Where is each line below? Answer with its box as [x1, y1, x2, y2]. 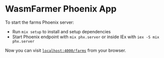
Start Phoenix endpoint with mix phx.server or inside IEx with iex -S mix [12, 34, 160, 40]
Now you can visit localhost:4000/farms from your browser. [5, 47, 126, 53]
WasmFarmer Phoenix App [5, 3, 117, 14]
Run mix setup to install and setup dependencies [12, 29, 111, 34]
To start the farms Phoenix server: [5, 19, 75, 25]
